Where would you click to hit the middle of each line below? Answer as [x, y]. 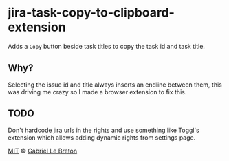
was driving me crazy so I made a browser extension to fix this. [97, 92]
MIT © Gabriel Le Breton [43, 151]
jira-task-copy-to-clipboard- [91, 13]
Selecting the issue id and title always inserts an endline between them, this [115, 85]
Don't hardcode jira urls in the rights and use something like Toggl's [104, 130]
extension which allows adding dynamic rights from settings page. [102, 137]
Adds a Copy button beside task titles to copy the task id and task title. [107, 46]
